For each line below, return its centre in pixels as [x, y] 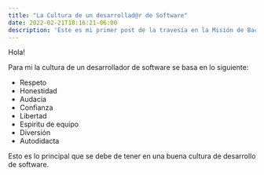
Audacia [33, 100]
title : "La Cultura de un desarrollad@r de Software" [98, 15]
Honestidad [38, 91]
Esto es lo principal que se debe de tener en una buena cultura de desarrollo [132, 156]
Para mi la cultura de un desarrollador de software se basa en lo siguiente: [128, 67]
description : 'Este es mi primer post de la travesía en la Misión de [126, 30]
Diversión [35, 133]
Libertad [33, 116]
